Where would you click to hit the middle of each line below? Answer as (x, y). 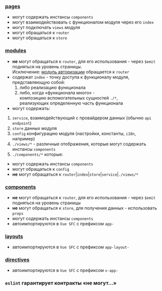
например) (23, 138)
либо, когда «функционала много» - (57, 93)
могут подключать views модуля (46, 27)
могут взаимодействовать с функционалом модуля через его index (83, 22)
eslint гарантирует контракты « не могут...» (61, 283)
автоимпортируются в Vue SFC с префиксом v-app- (65, 270)
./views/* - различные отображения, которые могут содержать (79, 144)
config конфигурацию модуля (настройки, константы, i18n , (74, 133)
